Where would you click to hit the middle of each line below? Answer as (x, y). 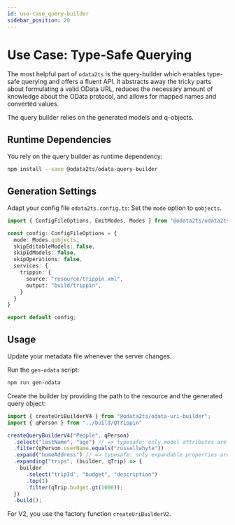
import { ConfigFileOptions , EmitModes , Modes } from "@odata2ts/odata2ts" (120, 220)
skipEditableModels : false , (55, 246)
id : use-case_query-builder (48, 14)
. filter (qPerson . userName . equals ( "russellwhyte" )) (89, 449)
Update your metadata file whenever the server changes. (90, 356)
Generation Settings (52, 191)
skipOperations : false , (48, 260)
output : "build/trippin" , (63, 285)
